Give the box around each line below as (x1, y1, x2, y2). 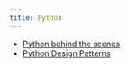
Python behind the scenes (22, 38, 120, 49)
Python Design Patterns (22, 47, 111, 59)
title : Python (9, 13, 63, 23)
